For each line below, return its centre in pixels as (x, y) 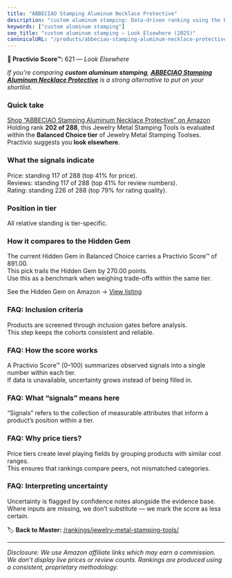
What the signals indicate (51, 160)
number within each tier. (41, 372)
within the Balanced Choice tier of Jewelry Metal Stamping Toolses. (104, 135)
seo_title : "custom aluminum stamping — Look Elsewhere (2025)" (101, 33)
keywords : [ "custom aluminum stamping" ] (66, 26)
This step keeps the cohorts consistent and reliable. (81, 332)
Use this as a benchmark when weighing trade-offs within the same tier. (109, 279)
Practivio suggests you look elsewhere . (64, 142)
